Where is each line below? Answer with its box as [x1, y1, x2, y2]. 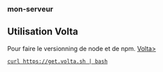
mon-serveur [7, 4, 54, 14]
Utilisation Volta [7, 26, 78, 38]
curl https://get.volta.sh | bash [7, 57, 108, 65]
